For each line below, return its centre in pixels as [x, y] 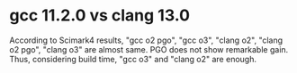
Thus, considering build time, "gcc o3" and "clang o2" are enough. [133, 59]
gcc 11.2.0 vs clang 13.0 [100, 16]
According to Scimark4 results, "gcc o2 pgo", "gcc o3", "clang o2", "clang [146, 40]
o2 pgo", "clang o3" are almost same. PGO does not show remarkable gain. [149, 49]
